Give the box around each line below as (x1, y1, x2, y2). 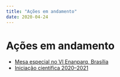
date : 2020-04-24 (6, 14, 49, 20)
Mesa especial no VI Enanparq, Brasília (14, 58, 109, 65)
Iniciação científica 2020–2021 (14, 65, 89, 72)
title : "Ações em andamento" (6, 8, 77, 15)
